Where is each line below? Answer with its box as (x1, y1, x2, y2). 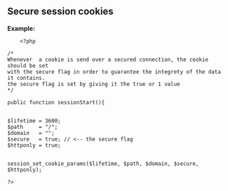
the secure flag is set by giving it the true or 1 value (7, 80, 180, 87)
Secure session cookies (7, 6, 114, 17)
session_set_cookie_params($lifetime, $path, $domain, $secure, (7, 160, 199, 167)
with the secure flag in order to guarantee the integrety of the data (7, 68, 221, 76)
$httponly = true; (7, 141, 61, 149)
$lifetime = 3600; (7, 117, 61, 125)
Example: (7, 24, 36, 32)
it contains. (7, 74, 46, 81)
